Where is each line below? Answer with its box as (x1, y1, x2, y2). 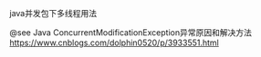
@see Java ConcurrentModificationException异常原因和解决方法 (9, 27, 253, 38)
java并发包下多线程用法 (9, 8, 98, 18)
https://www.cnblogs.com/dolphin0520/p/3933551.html (9, 37, 219, 48)
